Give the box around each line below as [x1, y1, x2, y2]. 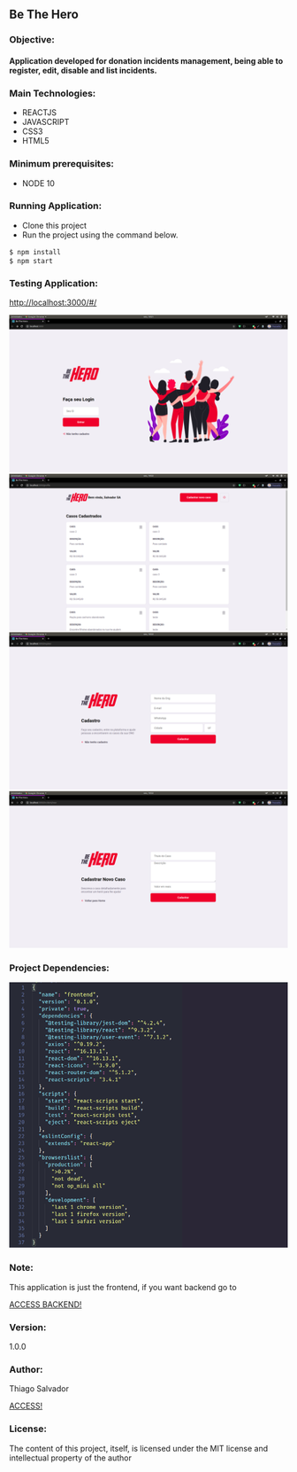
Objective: [9, 34, 55, 46]
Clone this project [21, 220, 87, 230]
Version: [9, 1320, 47, 1333]
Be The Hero [9, 7, 80, 22]
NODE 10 [21, 177, 56, 189]
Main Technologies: [9, 87, 96, 99]
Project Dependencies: [9, 962, 110, 974]
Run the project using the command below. [21, 230, 179, 240]
